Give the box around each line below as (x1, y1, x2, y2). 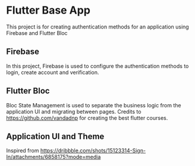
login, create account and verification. (6, 69, 99, 76)
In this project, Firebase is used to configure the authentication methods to (6, 62, 189, 69)
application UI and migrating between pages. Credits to (6, 108, 141, 115)
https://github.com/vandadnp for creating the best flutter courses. (6, 114, 168, 122)
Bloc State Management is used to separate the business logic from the (6, 101, 181, 108)
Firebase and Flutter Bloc (6, 29, 68, 36)
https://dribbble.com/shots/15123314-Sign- (40, 147, 146, 154)
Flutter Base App (6, 4, 91, 17)
